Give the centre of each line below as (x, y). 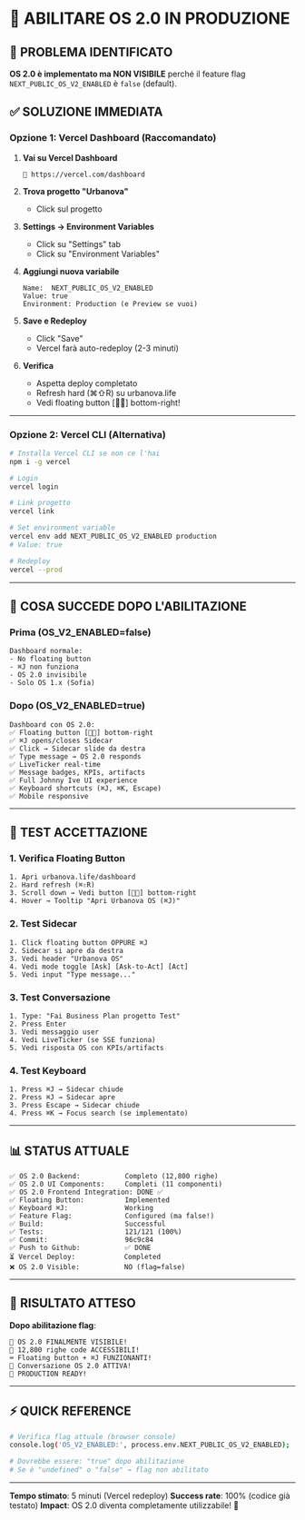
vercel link (32, 512)
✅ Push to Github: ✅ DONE (80, 1247)
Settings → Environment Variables (88, 226)
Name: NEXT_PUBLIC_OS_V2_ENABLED (88, 288)
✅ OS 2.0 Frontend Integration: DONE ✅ (86, 1192)
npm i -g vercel (40, 462)
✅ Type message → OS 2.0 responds (75, 756)
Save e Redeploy (55, 321)
